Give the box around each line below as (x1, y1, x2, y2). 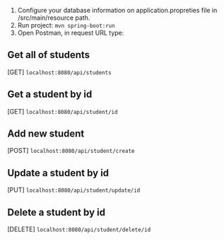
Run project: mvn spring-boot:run (17, 21, 115, 29)
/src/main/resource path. (17, 13, 90, 22)
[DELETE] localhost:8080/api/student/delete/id (7, 225, 151, 234)
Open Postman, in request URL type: (17, 28, 124, 37)
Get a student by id (7, 88, 93, 101)
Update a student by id (7, 166, 110, 179)
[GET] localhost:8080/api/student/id (7, 107, 118, 115)
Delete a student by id (7, 206, 106, 218)
